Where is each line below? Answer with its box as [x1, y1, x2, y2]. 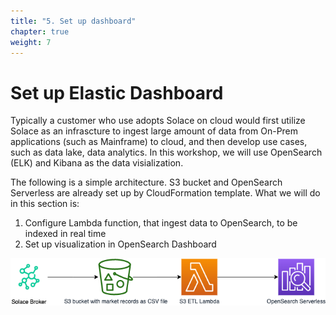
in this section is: [10, 198, 80, 210]
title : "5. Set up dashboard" [10, 16, 137, 26]
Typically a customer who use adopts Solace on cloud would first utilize [10, 115, 306, 127]
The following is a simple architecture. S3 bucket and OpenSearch [10, 176, 283, 189]
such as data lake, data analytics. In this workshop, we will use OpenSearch [10, 146, 323, 159]
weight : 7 [10, 37, 52, 47]
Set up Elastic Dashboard [10, 81, 224, 104]
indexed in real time [24, 228, 107, 240]
